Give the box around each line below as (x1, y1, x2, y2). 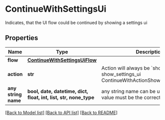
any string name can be (101, 88, 156, 95)
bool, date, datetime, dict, (27, 88, 88, 95)
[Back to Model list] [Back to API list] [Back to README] (5, 109, 118, 116)
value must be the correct (101, 94, 161, 101)
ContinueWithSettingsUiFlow (27, 56, 97, 63)
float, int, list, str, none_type (27, 94, 95, 101)
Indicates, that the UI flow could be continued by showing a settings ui (5, 20, 147, 25)
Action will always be (101, 65, 150, 72)
